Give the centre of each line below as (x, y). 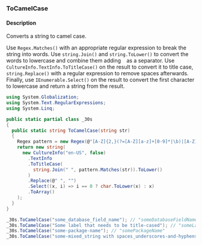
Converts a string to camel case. (47, 36)
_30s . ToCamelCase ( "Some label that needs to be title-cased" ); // (91, 225)
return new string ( (41, 147)
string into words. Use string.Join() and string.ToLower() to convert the (97, 54)
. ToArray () (41, 192)
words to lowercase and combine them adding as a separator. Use (90, 61)
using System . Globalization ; (43, 98)
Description (21, 23)
